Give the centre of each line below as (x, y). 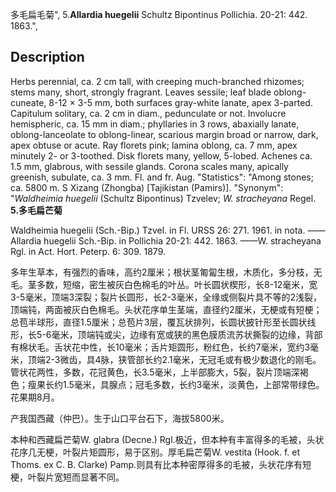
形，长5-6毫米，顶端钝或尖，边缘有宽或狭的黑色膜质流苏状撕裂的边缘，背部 (166, 334)
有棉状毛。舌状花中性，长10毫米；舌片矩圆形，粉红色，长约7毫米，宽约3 (160, 347)
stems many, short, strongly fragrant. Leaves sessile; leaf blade (141, 92)
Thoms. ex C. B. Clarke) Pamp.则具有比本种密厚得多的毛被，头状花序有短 (161, 464)
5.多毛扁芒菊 (36, 210)
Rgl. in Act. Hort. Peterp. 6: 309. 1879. (88, 251)
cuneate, (28, 102)
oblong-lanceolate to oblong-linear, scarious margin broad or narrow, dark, (164, 134)
